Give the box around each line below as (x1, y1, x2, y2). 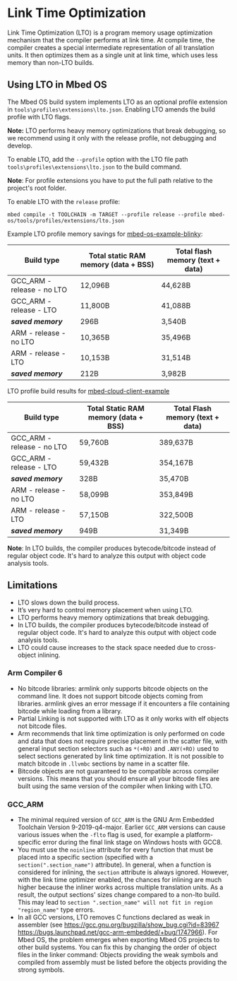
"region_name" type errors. (17, 905, 95, 914)
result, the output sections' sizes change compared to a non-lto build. (17, 891, 221, 899)
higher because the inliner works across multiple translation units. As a (17, 883, 224, 891)
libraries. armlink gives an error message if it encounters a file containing (17, 699, 231, 708)
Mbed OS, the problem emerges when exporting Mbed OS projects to (17, 936, 220, 944)
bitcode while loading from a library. (17, 706, 123, 715)
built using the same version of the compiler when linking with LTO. (17, 782, 213, 790)
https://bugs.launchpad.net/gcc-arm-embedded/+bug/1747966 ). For (17, 928, 218, 937)
